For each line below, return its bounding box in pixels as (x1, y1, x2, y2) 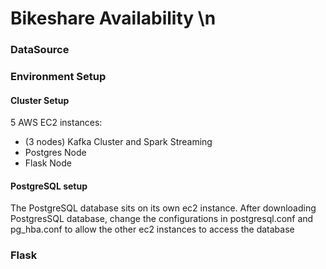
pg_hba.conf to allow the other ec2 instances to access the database (10, 223, 295, 236)
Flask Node (24, 157, 73, 169)
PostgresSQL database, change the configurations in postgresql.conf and (10, 213, 314, 225)
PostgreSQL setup (10, 180, 88, 192)
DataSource (10, 43, 70, 57)
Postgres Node (24, 147, 87, 159)
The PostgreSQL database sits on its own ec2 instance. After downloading (10, 202, 317, 214)
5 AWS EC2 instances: (10, 117, 103, 129)
